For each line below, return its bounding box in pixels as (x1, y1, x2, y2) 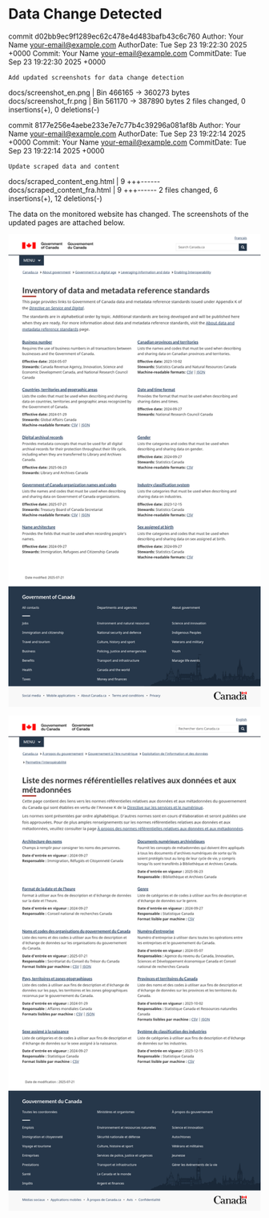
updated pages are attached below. (8, 218, 126, 227)
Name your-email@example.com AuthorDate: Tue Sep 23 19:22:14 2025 (8, 129, 246, 138)
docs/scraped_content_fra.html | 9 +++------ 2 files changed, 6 (8, 185, 219, 194)
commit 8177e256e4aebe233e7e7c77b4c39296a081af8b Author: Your (8, 120, 241, 129)
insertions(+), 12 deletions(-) (8, 194, 102, 203)
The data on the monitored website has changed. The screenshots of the (8, 209, 249, 219)
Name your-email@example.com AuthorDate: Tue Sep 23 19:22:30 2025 (8, 39, 247, 49)
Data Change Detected (8, 5, 163, 23)
